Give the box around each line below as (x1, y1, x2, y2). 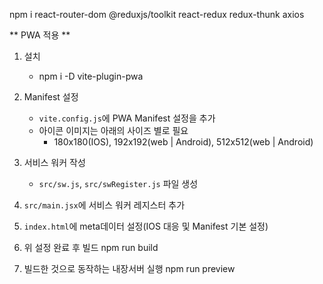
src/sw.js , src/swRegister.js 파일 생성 (38, 178, 199, 189)
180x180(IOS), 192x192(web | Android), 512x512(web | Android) (53, 136, 314, 148)
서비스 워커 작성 (23, 157, 86, 168)
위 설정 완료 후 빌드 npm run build (23, 242, 159, 253)
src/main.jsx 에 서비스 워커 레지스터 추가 (23, 199, 186, 211)
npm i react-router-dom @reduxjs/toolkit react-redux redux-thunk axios (9, 9, 305, 20)
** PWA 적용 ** (9, 29, 71, 41)
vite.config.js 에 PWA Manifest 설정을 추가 (38, 112, 216, 124)
